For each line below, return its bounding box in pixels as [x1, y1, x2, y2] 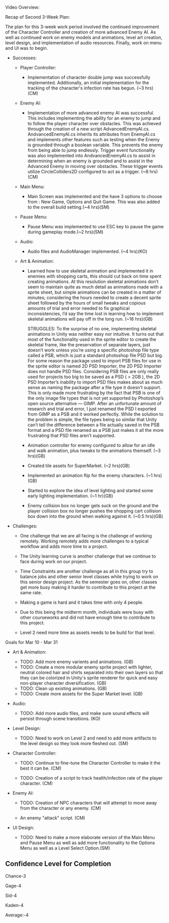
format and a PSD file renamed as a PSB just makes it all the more [27, 427, 164, 433]
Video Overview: [5, 5, 40, 10]
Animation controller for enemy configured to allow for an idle [27, 442, 155, 448]
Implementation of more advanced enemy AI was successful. [27, 110, 154, 116]
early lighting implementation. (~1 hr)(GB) [27, 493, 113, 499]
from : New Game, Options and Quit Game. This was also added [27, 199, 160, 205]
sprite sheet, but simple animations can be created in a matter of [27, 289, 162, 295]
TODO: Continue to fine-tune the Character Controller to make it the [20, 760, 161, 766]
